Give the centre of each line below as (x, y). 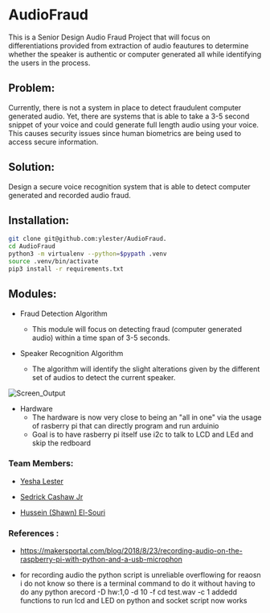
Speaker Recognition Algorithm (72, 353)
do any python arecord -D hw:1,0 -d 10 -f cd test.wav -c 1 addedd (128, 592)
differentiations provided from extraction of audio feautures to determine (129, 45)
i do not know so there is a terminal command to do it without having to (137, 584)
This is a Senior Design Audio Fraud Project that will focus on (109, 37)
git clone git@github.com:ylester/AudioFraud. (88, 239)
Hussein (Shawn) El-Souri (63, 512)
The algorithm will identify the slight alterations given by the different (146, 369)
